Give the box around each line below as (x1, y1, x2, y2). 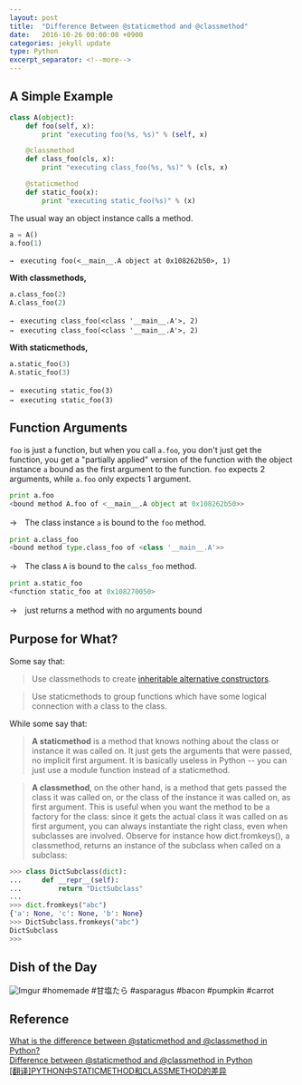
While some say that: (9, 718, 88, 729)
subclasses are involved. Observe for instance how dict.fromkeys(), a (31, 830, 290, 841)
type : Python (9, 47, 59, 56)
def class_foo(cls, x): (25, 155, 116, 164)
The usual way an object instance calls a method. (9, 212, 193, 223)
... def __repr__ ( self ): (9, 876, 119, 885)
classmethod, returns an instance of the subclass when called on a (31, 839, 281, 850)
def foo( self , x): (25, 121, 95, 131)
